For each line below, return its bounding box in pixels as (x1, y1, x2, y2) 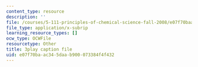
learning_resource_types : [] (6, 30, 78, 36)
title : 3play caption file (6, 47, 72, 52)
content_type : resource (6, 8, 65, 15)
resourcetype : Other (6, 41, 57, 47)
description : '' (6, 14, 46, 20)
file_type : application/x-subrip (6, 24, 88, 31)
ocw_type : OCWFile (6, 36, 51, 41)
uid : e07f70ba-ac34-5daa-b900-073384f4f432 (6, 52, 115, 58)
